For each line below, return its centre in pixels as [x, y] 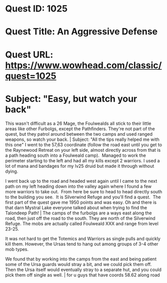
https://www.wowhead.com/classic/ [83, 65]
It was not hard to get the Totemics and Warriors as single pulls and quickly [83, 238]
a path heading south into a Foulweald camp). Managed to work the [76, 155]
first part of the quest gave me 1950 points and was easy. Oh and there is [81, 202]
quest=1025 [31, 76]
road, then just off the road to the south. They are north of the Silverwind [80, 218]
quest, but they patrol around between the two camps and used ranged [79, 134]
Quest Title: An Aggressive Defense [81, 32]
